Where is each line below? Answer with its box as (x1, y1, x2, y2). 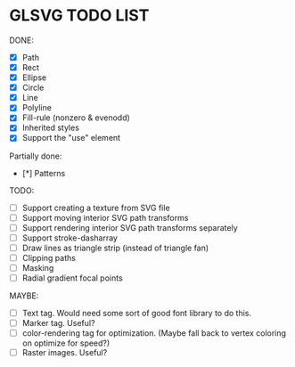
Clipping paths (21, 252, 76, 263)
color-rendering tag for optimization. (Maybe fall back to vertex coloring (21, 328, 287, 338)
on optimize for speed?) (21, 338, 111, 348)
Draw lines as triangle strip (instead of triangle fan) (21, 242, 209, 253)
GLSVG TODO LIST (9, 5, 150, 26)
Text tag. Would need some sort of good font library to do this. (21, 308, 252, 318)
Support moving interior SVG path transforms (21, 212, 189, 223)
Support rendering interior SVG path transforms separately (21, 222, 238, 232)
